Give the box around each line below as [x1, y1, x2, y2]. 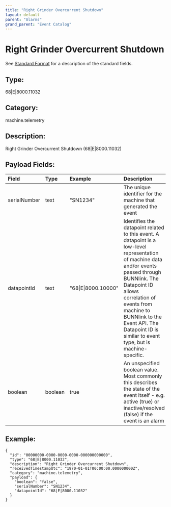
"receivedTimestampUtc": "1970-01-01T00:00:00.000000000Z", [10, 466, 140, 471]
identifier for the [123, 190, 162, 197]
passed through [123, 269, 161, 276]
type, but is [123, 339, 151, 346]
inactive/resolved [123, 404, 165, 412]
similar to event [123, 333, 160, 340]
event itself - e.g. [123, 392, 165, 399]
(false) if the [123, 411, 153, 418]
